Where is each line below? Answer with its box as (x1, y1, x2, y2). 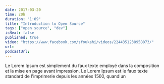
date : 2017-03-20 (5, 7, 41, 12)
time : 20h (5, 12, 26, 17)
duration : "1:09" (5, 16, 41, 21)
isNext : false (5, 30, 35, 35)
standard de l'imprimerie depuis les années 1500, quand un (5, 73, 126, 79)
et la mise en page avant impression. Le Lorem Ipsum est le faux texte (5, 68, 148, 74)
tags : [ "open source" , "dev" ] (5, 26, 68, 31)
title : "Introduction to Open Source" (5, 21, 85, 26)
